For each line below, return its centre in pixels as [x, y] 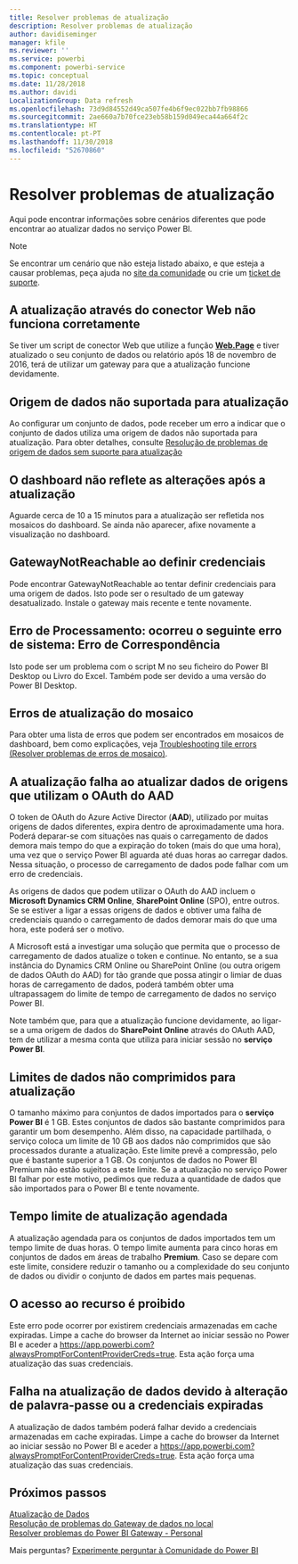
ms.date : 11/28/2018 [48, 84]
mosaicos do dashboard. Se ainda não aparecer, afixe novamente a [133, 525]
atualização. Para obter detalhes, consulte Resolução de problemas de [139, 443]
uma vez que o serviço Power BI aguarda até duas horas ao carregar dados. [149, 855]
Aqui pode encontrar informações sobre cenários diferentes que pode [138, 219]
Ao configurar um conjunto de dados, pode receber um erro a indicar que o [148, 424]
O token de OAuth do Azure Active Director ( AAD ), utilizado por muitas [139, 817]
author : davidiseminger [53, 34]
